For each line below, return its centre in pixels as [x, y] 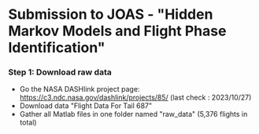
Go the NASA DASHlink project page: [80, 89]
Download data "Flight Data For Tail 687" [85, 106]
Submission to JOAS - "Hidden [111, 14]
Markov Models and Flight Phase [117, 31]
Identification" [57, 48]
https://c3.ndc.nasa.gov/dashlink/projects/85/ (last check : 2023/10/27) [135, 98]
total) [28, 122]
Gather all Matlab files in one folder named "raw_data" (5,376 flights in [133, 114]
